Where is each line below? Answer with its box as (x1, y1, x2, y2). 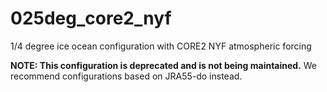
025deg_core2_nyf (10, 7, 172, 30)
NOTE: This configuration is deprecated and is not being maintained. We (10, 59, 318, 71)
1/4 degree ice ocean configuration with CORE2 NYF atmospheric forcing (10, 40, 312, 52)
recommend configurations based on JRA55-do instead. (10, 70, 243, 82)
